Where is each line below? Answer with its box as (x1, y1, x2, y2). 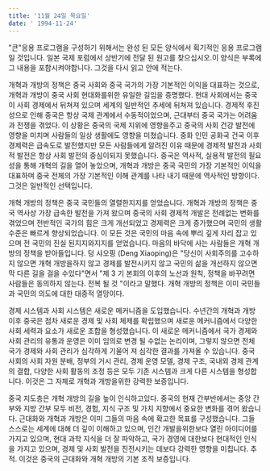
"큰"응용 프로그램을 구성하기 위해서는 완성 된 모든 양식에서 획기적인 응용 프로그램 (8, 42, 263, 52)
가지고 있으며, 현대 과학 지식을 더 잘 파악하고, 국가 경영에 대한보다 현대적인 (8, 433, 243, 444)
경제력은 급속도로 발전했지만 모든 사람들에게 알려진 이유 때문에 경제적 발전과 (8, 140, 247, 150)
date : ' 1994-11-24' (8, 19, 78, 27)
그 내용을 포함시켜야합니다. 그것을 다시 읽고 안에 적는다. (8, 62, 183, 73)
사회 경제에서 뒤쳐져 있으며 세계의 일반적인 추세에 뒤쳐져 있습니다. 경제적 (16, 100, 245, 110)
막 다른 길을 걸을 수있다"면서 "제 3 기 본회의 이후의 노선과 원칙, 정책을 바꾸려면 (8, 268, 255, 278)
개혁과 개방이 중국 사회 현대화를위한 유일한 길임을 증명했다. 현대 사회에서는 (8, 90, 243, 99)
